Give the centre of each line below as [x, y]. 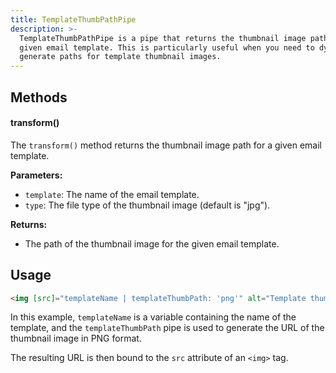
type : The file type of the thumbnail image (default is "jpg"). [147, 205]
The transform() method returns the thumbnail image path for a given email [166, 145]
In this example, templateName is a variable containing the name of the [153, 317]
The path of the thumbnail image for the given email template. [152, 243]
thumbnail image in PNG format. [76, 338]
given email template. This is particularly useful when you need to [167, 47]
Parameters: [36, 175]
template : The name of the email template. [112, 194]
